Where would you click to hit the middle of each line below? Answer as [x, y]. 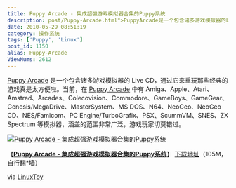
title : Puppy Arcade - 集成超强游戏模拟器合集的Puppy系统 [86, 14]
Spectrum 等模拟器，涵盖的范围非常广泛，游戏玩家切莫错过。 [96, 124]
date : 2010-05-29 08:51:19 [47, 27]
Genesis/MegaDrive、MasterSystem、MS [68, 107]
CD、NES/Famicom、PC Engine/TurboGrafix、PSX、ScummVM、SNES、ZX [118, 115]
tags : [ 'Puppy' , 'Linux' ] [45, 40]
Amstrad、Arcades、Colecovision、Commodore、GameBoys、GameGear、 [118, 98]
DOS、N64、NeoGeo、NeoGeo [175, 107]
